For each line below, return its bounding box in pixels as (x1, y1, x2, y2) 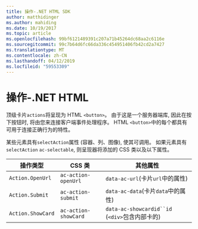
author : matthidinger (6, 14, 60, 20)
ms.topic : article (6, 31, 51, 37)
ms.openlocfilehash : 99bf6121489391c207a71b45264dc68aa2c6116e (6, 36, 165, 42)
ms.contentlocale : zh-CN (6, 53, 67, 58)
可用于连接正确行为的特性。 (6, 126, 74, 133)
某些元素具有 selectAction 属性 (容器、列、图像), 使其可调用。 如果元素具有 (6, 139, 187, 146)
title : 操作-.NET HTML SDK (6, 8, 71, 15)
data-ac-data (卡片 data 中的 (105, 187, 180, 195)
